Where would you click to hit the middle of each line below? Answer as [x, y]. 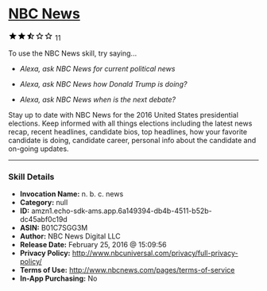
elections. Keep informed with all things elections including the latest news [130, 123]
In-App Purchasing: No [58, 278]
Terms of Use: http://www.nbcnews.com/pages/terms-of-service [127, 270]
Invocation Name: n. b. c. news [72, 194]
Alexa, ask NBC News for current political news [97, 68]
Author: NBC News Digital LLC [70, 236]
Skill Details [31, 177]
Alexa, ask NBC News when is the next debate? [98, 99]
